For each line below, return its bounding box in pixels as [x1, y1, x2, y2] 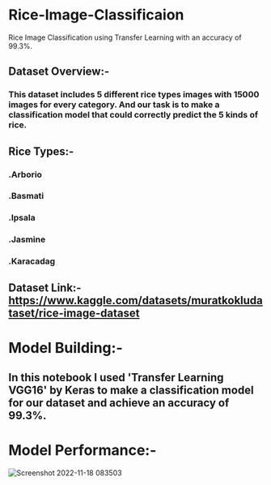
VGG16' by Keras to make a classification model [8, 384, 254, 397]
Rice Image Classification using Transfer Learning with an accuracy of [8, 32, 243, 42]
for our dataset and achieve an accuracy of [8, 396, 230, 410]
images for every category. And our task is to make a [8, 99, 220, 110]
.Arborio [8, 169, 43, 180]
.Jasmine [8, 234, 46, 245]
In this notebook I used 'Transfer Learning [8, 371, 224, 384]
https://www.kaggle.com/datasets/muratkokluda [8, 294, 263, 307]
